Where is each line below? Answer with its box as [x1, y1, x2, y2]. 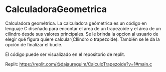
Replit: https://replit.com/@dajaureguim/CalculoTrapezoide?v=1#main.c [5, 61, 152, 67]
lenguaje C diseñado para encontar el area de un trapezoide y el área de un [5, 25, 161, 31]
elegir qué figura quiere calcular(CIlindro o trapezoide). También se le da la [5, 36, 160, 42]
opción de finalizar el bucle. [5, 41, 63, 47]
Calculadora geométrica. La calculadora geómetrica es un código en [5, 20, 147, 26]
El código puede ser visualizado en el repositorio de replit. [5, 51, 125, 57]
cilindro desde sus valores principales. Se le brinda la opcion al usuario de [5, 31, 159, 37]
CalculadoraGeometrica [5, 4, 107, 15]
